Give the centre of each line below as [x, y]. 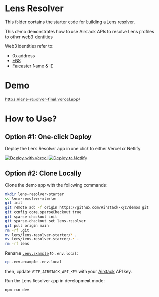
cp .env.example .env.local [34, 262]
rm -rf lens [17, 244]
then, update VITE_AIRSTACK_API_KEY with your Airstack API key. [69, 272]
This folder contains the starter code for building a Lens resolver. [70, 22]
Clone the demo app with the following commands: [56, 185]
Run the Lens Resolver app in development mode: [55, 281]
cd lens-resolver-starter [31, 198]
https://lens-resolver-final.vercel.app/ [43, 99]
